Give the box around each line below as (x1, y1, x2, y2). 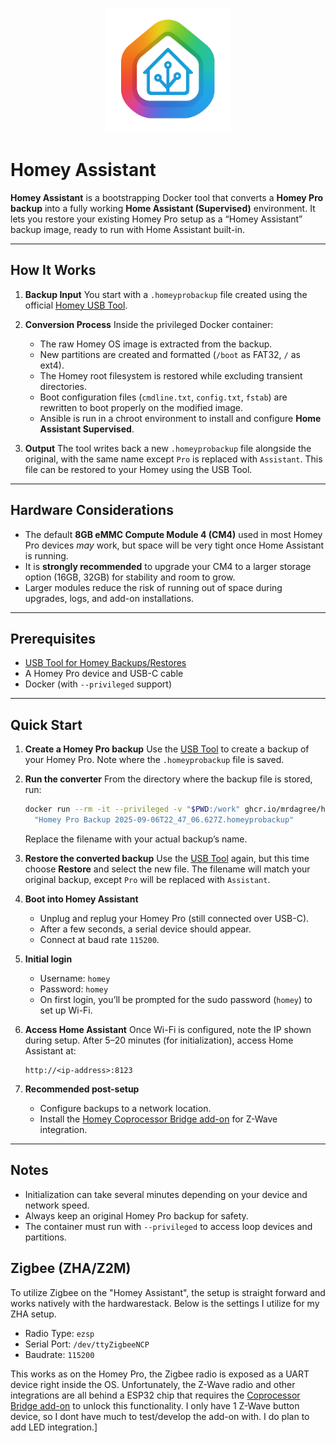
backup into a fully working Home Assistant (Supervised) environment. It (10, 202, 316, 214)
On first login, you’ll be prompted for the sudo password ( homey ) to (39, 993, 313, 1005)
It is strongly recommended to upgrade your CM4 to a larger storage (24, 560, 312, 572)
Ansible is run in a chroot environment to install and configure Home (39, 412, 322, 424)
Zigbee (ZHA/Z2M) (10, 1260, 132, 1277)
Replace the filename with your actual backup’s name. (24, 833, 248, 845)
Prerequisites (10, 630, 96, 647)
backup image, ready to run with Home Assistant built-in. (10, 223, 246, 235)
